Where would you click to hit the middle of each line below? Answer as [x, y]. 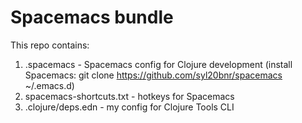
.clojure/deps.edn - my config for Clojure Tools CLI [129, 107]
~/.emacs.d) [49, 85]
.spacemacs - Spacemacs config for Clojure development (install [158, 64]
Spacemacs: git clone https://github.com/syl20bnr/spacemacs [153, 75]
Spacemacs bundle [92, 17]
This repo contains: [50, 45]
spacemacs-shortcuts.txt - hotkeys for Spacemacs [129, 96]
